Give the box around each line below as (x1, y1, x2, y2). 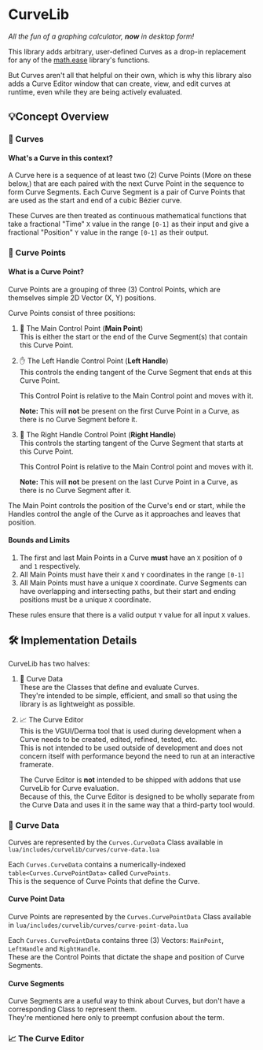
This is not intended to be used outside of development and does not (19, 743, 243, 752)
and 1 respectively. (19, 561, 81, 570)
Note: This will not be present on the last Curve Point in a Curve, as (19, 477, 238, 486)
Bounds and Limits (8, 536, 71, 545)
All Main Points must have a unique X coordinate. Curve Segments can (19, 577, 247, 588)
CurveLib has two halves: (8, 659, 90, 668)
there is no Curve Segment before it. (19, 414, 137, 424)
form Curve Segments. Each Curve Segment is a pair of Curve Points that (8, 187, 246, 197)
